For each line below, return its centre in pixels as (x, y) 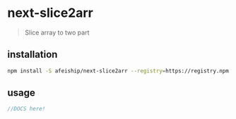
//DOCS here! (26, 109)
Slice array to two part (57, 32)
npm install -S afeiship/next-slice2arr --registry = (87, 71)
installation (33, 55)
